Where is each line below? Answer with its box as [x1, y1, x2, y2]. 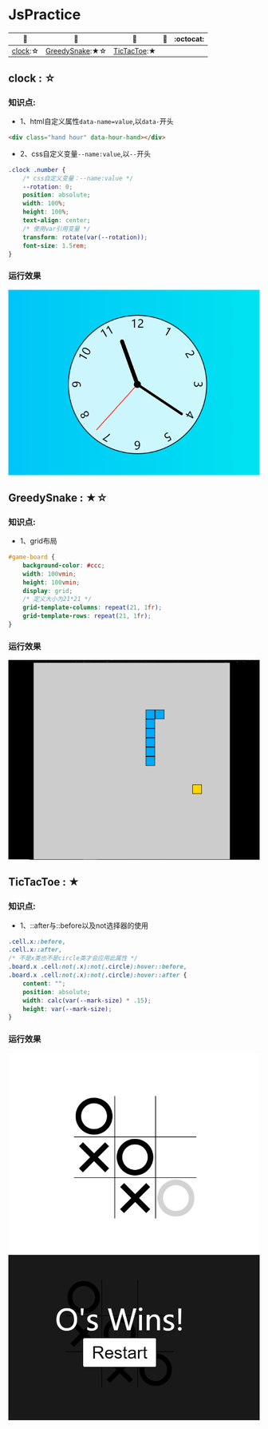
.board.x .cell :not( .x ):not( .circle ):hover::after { [8, 971, 187, 980]
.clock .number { [8, 165, 66, 173]
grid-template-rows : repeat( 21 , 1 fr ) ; [22, 612, 152, 620]
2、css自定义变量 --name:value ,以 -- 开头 [19, 149, 152, 158]
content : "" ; [22, 979, 66, 988]
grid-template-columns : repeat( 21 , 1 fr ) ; [22, 603, 162, 612]
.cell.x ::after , [8, 945, 62, 954]
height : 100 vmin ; [22, 578, 81, 587]
